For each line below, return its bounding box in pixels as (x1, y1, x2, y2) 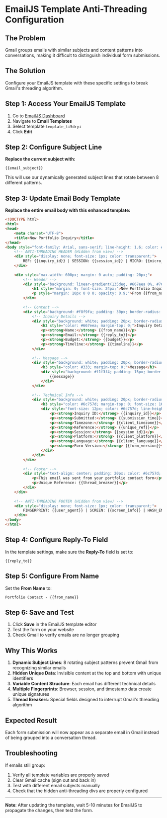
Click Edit (12, 128, 32, 135)
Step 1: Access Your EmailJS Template (5, 99, 126, 108)
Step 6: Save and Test (5, 608, 74, 617)
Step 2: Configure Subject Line (5, 143, 102, 152)
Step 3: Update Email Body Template (5, 194, 120, 202)
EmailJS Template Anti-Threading (5, 3, 148, 15)
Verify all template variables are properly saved (12, 772, 109, 778)
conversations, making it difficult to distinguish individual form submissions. (5, 52, 161, 58)
